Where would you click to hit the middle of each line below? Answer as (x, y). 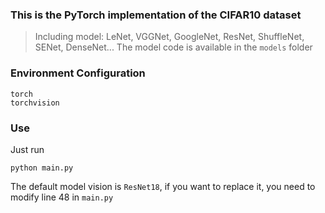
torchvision (35, 103)
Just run (27, 149)
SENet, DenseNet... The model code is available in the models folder (173, 47)
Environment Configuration (78, 73)
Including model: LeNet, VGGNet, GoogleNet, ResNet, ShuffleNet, (169, 37)
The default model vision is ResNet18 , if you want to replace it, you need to (163, 186)
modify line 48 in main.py (62, 197)
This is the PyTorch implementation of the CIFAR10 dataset (156, 15)
